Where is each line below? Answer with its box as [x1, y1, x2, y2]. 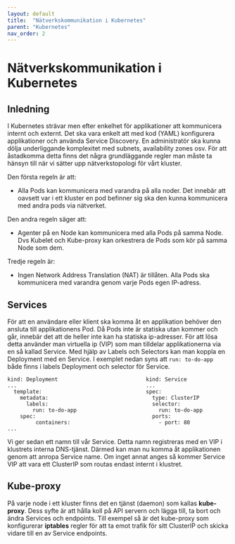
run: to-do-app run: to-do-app [32, 407, 203, 414]
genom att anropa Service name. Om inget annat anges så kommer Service [7, 453, 225, 461]
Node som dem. [17, 243, 65, 252]
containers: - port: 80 [35, 419, 191, 426]
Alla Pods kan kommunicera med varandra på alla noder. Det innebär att [17, 186, 227, 195]
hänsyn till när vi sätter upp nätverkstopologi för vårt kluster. [7, 159, 182, 167]
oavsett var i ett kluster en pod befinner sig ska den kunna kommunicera [17, 194, 228, 203]
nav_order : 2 [7, 30, 46, 37]
